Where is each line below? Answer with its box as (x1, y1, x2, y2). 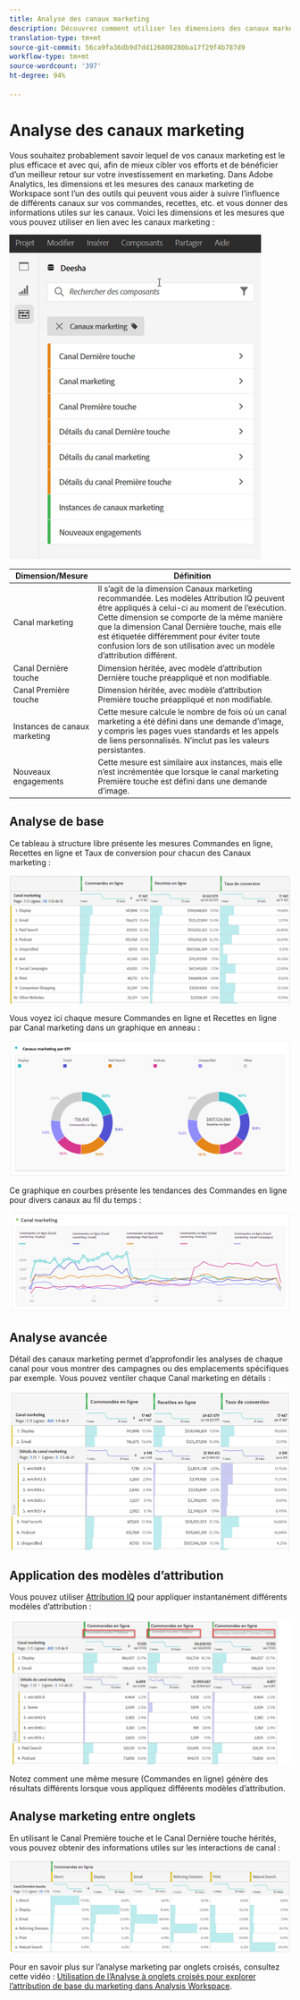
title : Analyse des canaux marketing (9, 14, 150, 23)
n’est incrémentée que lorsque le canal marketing (97, 767, 279, 777)
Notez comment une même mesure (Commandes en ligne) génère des (9, 1773, 269, 1784)
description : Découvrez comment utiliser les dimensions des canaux (9, 23, 270, 33)
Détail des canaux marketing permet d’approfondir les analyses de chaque (9, 1353, 283, 1365)
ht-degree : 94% (9, 72, 66, 81)
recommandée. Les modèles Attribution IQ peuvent (97, 593, 286, 604)
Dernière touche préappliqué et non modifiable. (97, 672, 272, 682)
